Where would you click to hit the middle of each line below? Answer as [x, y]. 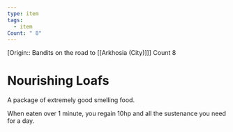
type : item [23, 14]
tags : [15, 20]
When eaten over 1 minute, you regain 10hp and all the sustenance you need [117, 114]
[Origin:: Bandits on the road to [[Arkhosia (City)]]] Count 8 [92, 53]
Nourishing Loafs [58, 81]
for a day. [21, 121]
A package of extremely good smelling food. [71, 100]
